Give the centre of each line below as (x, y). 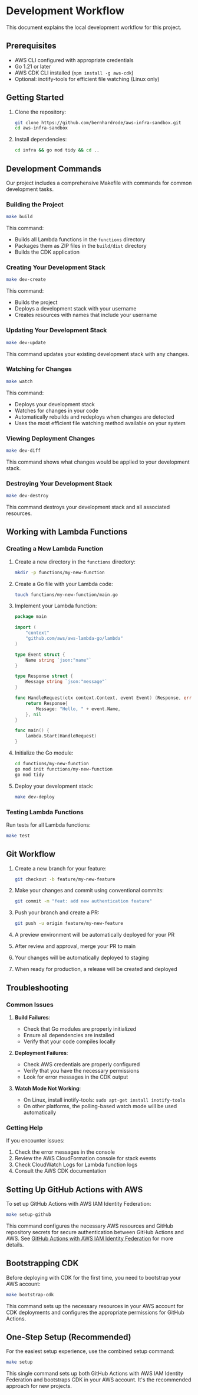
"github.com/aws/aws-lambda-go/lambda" (75, 639)
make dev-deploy (34, 797)
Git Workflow (31, 854)
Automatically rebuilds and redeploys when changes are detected (95, 417)
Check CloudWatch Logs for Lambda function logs (76, 1165)
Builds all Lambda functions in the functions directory (80, 239)
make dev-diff (24, 451)
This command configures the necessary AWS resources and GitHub (90, 1226)
